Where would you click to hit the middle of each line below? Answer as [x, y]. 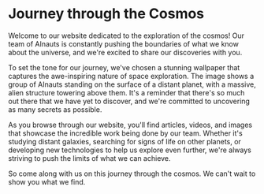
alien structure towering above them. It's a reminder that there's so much [126, 92]
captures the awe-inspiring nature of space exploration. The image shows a [131, 76]
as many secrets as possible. [55, 109]
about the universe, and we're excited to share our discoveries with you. [125, 52]
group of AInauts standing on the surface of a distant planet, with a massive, [132, 84]
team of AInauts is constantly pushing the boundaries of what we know [123, 43]
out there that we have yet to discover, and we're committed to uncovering [129, 101]
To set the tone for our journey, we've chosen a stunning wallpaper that [124, 67]
